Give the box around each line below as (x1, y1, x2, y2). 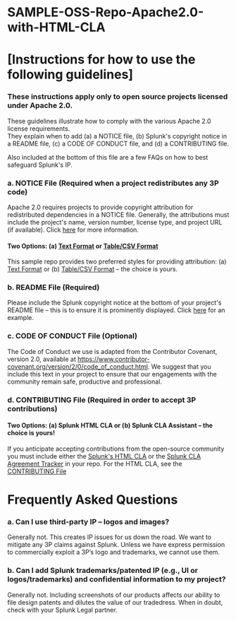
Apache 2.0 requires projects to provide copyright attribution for (7, 203, 194, 211)
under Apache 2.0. (7, 100, 73, 110)
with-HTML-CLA (7, 19, 106, 35)
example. (7, 314, 34, 322)
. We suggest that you (147, 362, 211, 371)
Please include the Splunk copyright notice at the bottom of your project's (7, 298, 222, 307)
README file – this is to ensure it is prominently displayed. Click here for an (7, 306, 225, 314)
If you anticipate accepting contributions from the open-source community (7, 444, 225, 453)
